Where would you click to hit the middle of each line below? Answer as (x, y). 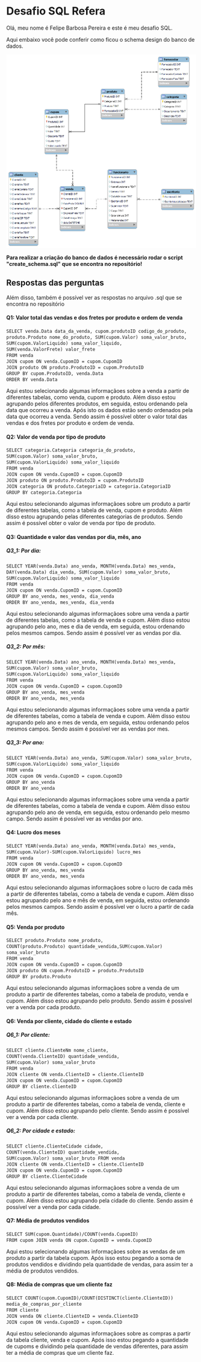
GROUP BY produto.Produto (39, 977)
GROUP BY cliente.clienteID (42, 1086)
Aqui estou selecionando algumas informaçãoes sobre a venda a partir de (98, 391)
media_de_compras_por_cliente (44, 1304)
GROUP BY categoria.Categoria (44, 493)
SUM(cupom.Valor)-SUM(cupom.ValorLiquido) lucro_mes (74, 852)
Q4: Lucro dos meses (34, 833)
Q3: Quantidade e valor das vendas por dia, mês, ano (74, 537)
